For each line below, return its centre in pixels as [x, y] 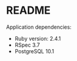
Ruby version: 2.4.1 [38, 38]
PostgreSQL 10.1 [34, 51]
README [28, 10]
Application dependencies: [39, 27]
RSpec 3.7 [27, 45]
